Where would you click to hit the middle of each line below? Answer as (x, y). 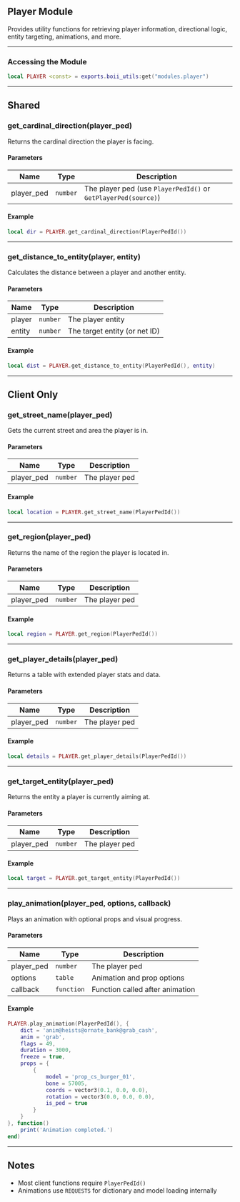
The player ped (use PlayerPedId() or (147, 189)
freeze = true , (43, 1057)
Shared (24, 105)
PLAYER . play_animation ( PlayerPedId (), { (69, 1023)
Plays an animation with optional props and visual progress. (95, 919)
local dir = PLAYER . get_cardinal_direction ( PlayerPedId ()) (97, 232)
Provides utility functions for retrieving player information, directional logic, (117, 29)
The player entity (96, 319)
